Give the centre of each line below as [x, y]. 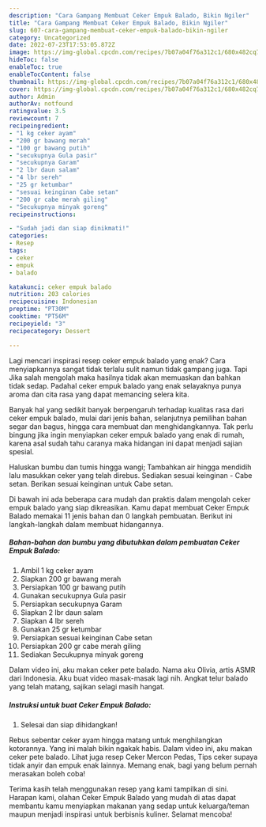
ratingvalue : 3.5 [37, 112]
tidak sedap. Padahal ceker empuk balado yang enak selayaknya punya [125, 385]
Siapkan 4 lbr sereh [52, 621]
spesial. [22, 451]
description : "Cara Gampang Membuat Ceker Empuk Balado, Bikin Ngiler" [129, 15]
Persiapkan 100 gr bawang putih [73, 587]
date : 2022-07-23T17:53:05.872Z [62, 45]
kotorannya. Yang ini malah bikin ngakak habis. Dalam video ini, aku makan [131, 749]
